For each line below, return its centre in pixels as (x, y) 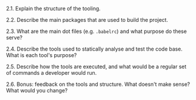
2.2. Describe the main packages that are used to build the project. (87, 20)
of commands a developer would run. (52, 73)
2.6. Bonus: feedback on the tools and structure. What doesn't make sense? (98, 84)
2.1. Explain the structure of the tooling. (54, 9)
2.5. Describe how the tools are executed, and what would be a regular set (96, 66)
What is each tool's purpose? (41, 55)
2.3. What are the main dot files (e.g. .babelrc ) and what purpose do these (97, 31)
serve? (14, 37)
